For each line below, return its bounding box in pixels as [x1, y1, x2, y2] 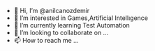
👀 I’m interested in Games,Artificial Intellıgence [13, 14, 149, 22]
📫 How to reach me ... [13, 37, 79, 44]
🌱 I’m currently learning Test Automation [13, 21, 131, 29]
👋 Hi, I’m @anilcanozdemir [13, 7, 90, 14]
